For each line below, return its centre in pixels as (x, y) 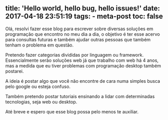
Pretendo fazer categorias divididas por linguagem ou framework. (75, 55)
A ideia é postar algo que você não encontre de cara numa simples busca (83, 81)
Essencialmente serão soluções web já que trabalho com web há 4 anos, (82, 60)
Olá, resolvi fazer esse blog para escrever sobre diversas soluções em (79, 29)
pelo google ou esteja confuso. (38, 86)
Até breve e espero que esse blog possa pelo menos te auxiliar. (72, 111)
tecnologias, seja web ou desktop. (41, 102)
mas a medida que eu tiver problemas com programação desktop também (83, 65)
